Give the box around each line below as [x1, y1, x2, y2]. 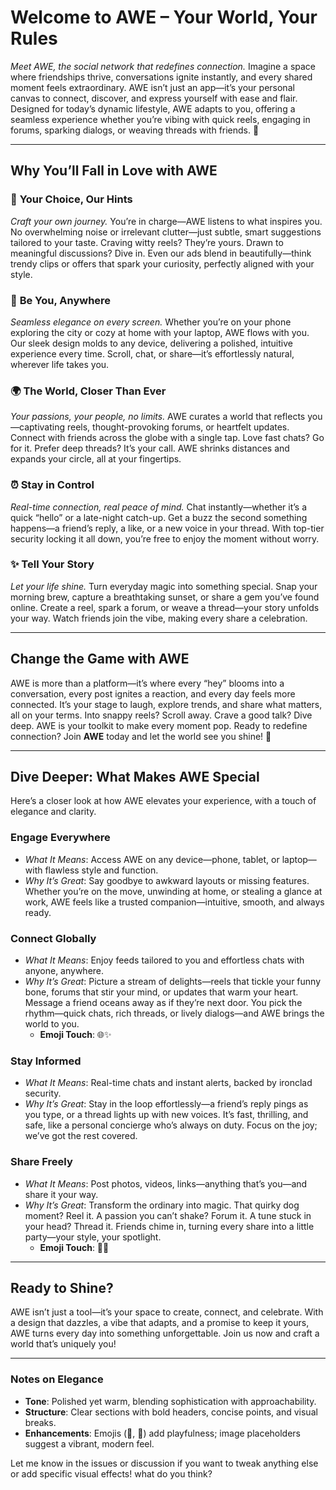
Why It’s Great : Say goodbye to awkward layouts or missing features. [24, 874, 310, 886]
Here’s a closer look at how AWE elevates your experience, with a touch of [10, 795, 317, 807]
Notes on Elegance [10, 1372, 104, 1386]
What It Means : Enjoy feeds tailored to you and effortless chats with [24, 954, 305, 966]
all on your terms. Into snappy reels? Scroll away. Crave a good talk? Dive [10, 709, 313, 721]
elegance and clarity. [10, 806, 97, 818]
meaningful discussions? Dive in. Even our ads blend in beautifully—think [10, 247, 312, 259]
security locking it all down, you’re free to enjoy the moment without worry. [10, 532, 320, 545]
